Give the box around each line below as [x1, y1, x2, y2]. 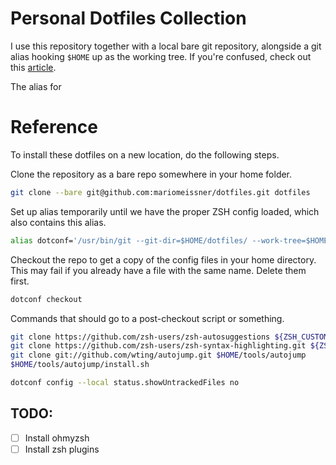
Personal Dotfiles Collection [10, 7, 247, 30]
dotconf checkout [10, 294, 83, 304]
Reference [10, 116, 98, 139]
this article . [10, 61, 57, 73]
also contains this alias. [10, 216, 107, 228]
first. [10, 275, 30, 287]
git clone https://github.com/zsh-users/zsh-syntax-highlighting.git [10, 341, 307, 351]
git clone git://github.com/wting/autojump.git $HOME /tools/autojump [10, 350, 307, 361]
